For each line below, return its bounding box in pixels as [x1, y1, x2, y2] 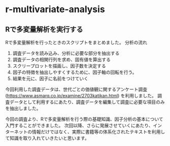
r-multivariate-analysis [5, 4, 105, 15]
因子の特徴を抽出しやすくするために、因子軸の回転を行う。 [12, 69, 137, 75]
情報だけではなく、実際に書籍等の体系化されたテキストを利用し [31, 129, 165, 135]
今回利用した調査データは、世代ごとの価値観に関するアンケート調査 [5, 86, 148, 92]
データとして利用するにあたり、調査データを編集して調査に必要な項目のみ [9, 99, 165, 105]
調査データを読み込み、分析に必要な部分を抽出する [12, 50, 120, 56]
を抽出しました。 [5, 105, 41, 111]
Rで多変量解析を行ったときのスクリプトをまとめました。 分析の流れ [5, 40, 147, 45]
